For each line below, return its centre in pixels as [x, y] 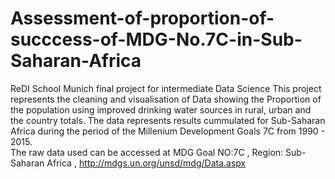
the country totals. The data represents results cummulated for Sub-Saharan [168, 120]
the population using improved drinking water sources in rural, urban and [161, 109]
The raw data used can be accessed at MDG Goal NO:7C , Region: [147, 152]
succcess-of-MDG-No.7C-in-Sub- [156, 39]
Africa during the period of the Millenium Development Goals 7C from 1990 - [168, 131]
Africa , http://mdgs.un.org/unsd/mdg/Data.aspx [146, 163]
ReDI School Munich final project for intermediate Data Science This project [166, 88]
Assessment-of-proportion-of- [142, 18]
